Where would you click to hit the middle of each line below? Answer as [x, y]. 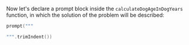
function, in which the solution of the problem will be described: [85, 15]
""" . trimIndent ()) [29, 37]
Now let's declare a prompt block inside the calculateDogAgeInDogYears [95, 9]
